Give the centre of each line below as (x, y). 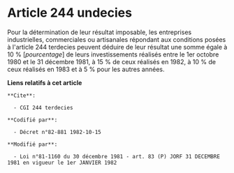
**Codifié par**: (32, 120)
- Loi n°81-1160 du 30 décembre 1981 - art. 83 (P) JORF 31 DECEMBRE (117, 156)
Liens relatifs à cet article (45, 82)
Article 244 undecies (70, 13)
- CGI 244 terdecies (43, 107)
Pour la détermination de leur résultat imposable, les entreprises (100, 32)
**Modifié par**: (32, 144)
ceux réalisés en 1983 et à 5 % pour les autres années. (86, 69)
